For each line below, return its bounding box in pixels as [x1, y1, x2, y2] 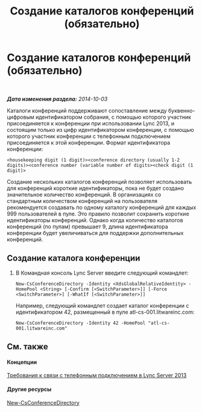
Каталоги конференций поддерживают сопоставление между [7, 107, 168, 114]
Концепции [7, 358, 37, 366]
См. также [7, 342, 49, 352]
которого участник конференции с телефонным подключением [7, 133, 171, 140]
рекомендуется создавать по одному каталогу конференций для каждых [7, 204, 197, 211]
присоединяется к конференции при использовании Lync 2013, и [7, 119, 174, 127]
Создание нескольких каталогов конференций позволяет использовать [7, 178, 192, 185]
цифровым [7, 113, 35, 120]
